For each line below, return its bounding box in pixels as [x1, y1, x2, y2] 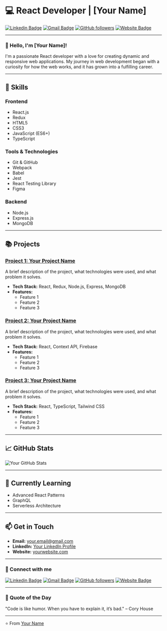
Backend [5, 198, 27, 205]
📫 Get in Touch [5, 522, 54, 531]
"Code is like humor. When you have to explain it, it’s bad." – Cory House [5, 606, 154, 612]
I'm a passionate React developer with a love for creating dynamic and [5, 53, 150, 59]
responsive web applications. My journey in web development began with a [5, 59, 160, 65]
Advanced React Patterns [12, 492, 65, 498]
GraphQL [12, 498, 31, 504]
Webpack [12, 165, 32, 171]
